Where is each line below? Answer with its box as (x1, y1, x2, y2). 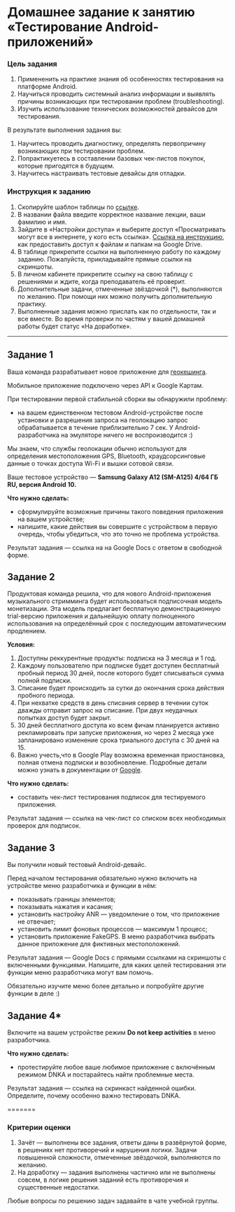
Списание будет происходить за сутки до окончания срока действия (17, 684, 225, 692)
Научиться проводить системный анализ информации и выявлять (17, 90, 215, 98)
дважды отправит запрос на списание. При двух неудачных (17, 706, 198, 715)
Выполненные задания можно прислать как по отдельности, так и (17, 307, 217, 316)
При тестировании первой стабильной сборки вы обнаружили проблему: (7, 394, 228, 403)
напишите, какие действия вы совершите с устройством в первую (17, 522, 218, 530)
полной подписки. (17, 676, 72, 685)
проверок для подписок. (7, 821, 81, 830)
